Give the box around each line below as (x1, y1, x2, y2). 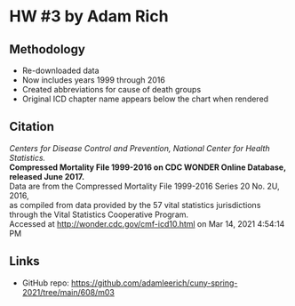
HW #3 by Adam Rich (9, 6, 169, 27)
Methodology (9, 42, 86, 57)
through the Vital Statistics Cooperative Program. (9, 209, 189, 220)
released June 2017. (9, 171, 85, 181)
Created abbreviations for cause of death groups (21, 85, 202, 94)
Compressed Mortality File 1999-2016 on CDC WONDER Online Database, (9, 162, 286, 173)
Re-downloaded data (21, 65, 100, 76)
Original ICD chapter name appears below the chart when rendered (21, 93, 269, 104)
